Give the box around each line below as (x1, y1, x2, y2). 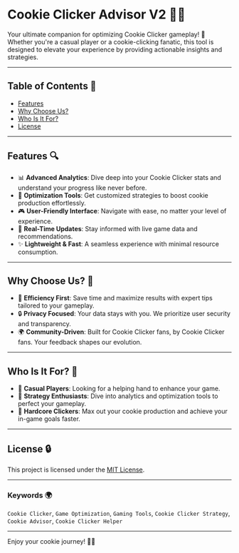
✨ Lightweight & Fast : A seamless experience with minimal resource (17, 239, 219, 248)
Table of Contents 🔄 (7, 80, 97, 92)
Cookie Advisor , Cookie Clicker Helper (7, 517, 123, 525)
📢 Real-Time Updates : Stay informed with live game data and (17, 224, 198, 233)
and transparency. (17, 320, 71, 328)
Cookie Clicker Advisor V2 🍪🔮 (7, 6, 186, 23)
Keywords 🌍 (7, 490, 53, 500)
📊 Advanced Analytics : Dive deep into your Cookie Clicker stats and (17, 173, 222, 181)
